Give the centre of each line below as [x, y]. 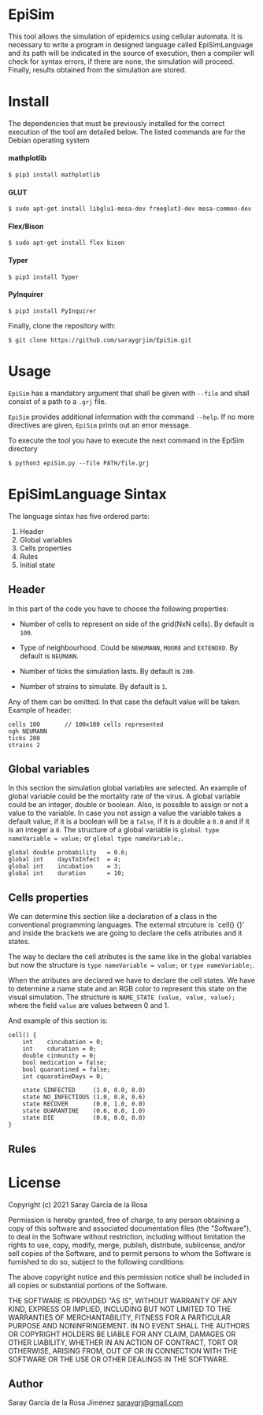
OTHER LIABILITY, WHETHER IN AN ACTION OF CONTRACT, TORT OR [123, 1342]
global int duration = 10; [67, 873]
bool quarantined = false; [67, 1070]
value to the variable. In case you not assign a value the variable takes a [125, 813]
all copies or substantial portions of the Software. [88, 1285]
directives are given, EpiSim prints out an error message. [100, 425]
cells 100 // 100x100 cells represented [86, 724]
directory [23, 448]
